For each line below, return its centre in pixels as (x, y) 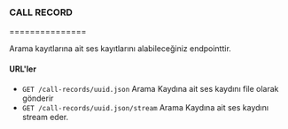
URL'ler (23, 69)
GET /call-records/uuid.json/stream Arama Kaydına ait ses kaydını (145, 107)
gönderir (38, 98)
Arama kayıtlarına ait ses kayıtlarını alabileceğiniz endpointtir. (121, 49)
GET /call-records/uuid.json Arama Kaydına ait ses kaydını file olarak (150, 88)
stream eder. (45, 117)
